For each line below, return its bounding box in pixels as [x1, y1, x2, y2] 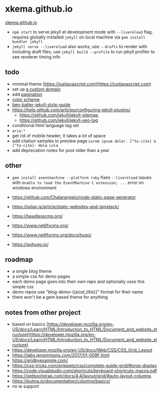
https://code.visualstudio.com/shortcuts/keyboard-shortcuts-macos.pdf [12, 368, 157, 374]
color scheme [12, 96, 40, 102]
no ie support [12, 383, 39, 389]
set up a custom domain [12, 86, 61, 92]
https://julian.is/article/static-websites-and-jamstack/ [12, 204, 119, 209]
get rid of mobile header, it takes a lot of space [12, 132, 106, 138]
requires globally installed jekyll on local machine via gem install [12, 34, 145, 40]
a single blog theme [12, 268, 52, 274]
